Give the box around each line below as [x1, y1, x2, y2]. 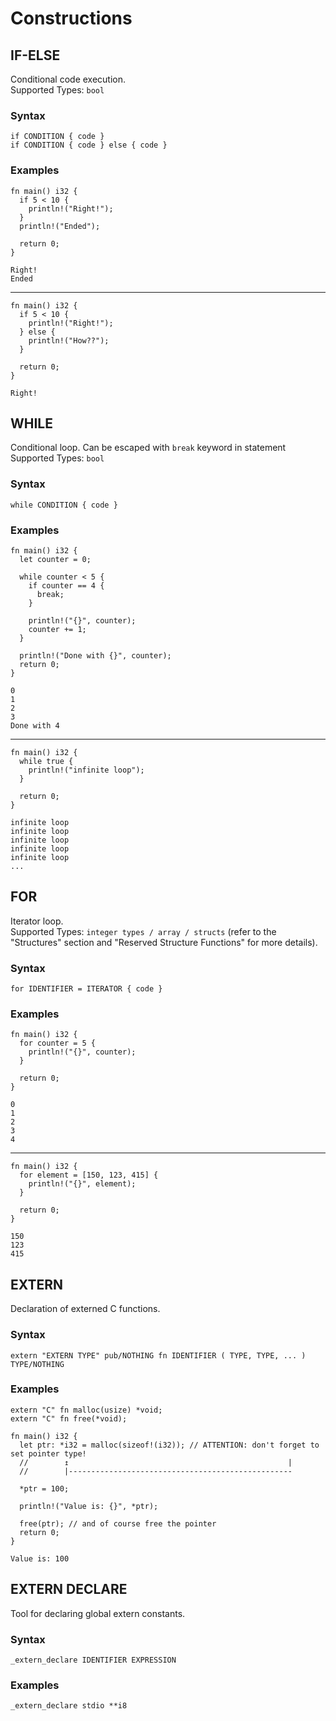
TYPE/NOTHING [10, 1359, 65, 1369]
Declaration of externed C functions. [10, 1303, 161, 1315]
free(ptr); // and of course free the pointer [19, 1518, 217, 1529]
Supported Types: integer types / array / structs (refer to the [10, 925, 277, 937]
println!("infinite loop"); [28, 765, 145, 775]
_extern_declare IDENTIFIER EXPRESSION [10, 1655, 177, 1665]
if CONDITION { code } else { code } [10, 140, 168, 151]
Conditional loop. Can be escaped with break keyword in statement [10, 442, 287, 454]
